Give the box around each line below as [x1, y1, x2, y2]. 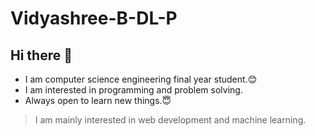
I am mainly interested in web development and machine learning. [34, 114, 307, 126]
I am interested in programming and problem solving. [24, 84, 243, 96]
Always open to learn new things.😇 [24, 95, 172, 106]
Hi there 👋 [10, 47, 73, 64]
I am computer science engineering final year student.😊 [24, 73, 258, 85]
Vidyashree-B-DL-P [10, 7, 178, 30]
